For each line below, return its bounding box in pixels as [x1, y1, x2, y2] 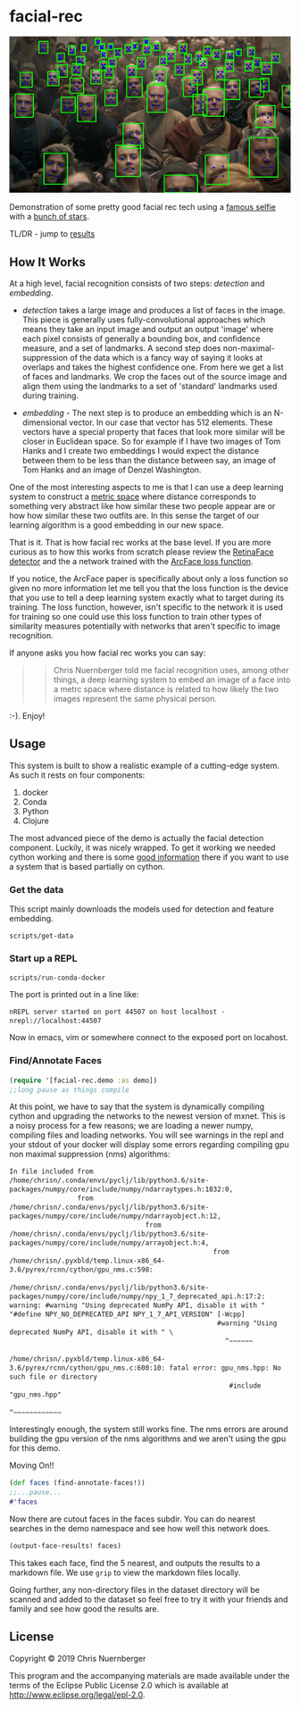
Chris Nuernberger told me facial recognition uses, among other [53, 664, 289, 675]
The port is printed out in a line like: [9, 989, 139, 1000]
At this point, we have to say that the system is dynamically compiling [9, 1101, 265, 1113]
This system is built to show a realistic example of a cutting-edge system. [9, 760, 279, 771]
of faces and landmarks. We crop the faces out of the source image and [21, 371, 287, 381]
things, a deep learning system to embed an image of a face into [53, 674, 291, 685]
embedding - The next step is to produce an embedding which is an [21, 407, 272, 418]
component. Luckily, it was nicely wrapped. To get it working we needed [9, 842, 276, 853]
